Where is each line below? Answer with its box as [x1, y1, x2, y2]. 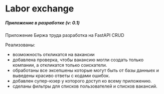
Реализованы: [5, 42, 36, 48]
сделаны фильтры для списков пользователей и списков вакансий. [12, 83, 157, 90]
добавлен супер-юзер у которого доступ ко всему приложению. [12, 78, 152, 84]
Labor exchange [5, 3, 74, 14]
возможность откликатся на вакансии [12, 52, 95, 58]
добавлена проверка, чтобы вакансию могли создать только [12, 57, 144, 63]
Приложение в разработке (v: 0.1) [5, 19, 80, 25]
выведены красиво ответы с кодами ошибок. [12, 73, 110, 79]
